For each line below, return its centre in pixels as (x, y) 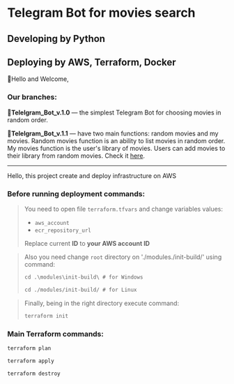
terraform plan (29, 348)
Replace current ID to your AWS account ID (87, 243)
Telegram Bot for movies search (102, 13)
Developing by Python (56, 39)
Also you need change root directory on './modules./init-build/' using (123, 257)
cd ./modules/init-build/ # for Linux (80, 290)
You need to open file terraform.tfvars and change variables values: (124, 209)
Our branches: (32, 97)
